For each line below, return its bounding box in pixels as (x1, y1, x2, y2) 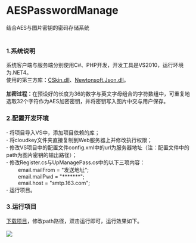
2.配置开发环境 (6, 114, 49, 122)
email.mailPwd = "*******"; (17, 173, 85, 180)
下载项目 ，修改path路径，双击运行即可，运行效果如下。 (6, 217, 143, 224)
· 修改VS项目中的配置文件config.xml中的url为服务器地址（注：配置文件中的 (6, 144, 189, 151)
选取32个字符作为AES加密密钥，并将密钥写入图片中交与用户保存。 (6, 98, 169, 105)
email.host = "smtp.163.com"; (17, 179, 91, 186)
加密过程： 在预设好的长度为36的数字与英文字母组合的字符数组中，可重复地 (6, 90, 191, 97)
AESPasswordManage (6, 4, 119, 17)
